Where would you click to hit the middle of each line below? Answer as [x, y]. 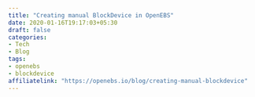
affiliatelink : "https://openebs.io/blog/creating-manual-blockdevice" [128, 81]
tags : [17, 59]
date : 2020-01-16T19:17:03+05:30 [63, 23]
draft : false [30, 30]
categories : [28, 37]
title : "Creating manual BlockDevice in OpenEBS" [91, 15]
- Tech [19, 45]
